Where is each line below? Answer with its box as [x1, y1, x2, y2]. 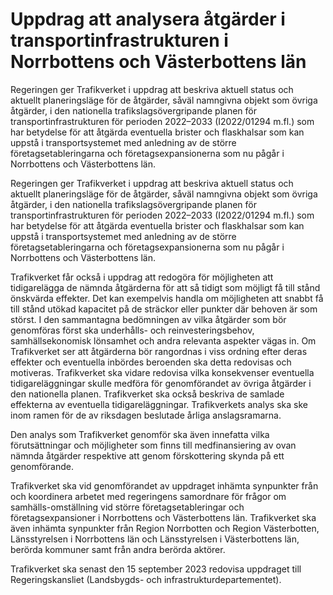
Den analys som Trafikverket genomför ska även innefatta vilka [10, 428, 270, 440]
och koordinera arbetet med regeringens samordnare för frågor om [10, 490, 287, 502]
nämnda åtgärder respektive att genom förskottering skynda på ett [10, 449, 285, 462]
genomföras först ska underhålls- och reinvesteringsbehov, [10, 324, 255, 336]
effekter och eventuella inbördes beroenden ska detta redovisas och [10, 356, 292, 368]
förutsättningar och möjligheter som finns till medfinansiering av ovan [10, 439, 297, 451]
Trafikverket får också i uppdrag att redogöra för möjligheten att [10, 271, 274, 283]
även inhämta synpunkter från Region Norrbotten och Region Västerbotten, [10, 522, 320, 534]
